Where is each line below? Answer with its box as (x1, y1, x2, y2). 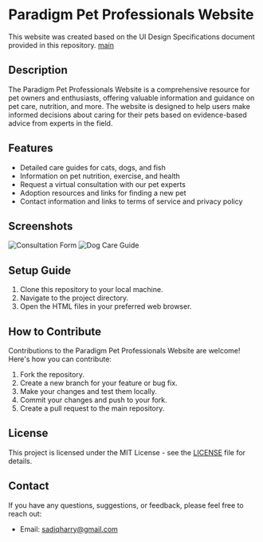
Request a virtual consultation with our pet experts (19, 179, 186, 189)
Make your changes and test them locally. (19, 387, 158, 396)
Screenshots (8, 219, 73, 232)
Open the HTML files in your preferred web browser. (19, 302, 192, 311)
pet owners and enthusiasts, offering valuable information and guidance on (8, 93, 255, 103)
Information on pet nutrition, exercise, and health (19, 171, 181, 181)
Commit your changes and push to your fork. (19, 396, 167, 404)
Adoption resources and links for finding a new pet (19, 188, 186, 197)
